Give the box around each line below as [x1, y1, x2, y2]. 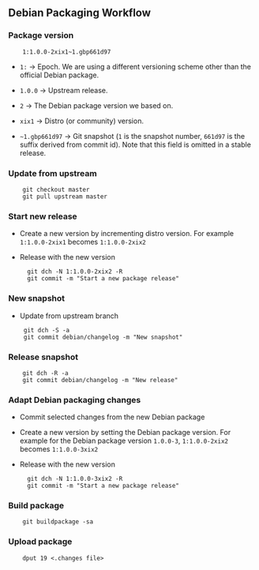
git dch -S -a [23, 326, 70, 334]
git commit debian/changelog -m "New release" [22, 376, 178, 384]
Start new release [8, 211, 77, 222]
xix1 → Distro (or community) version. [19, 116, 145, 126]
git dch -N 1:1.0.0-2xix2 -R [27, 268, 123, 276]
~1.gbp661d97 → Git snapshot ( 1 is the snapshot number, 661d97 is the [19, 131, 246, 141]
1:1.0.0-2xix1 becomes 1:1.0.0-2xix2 [19, 237, 146, 247]
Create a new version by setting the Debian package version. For [19, 428, 231, 437]
